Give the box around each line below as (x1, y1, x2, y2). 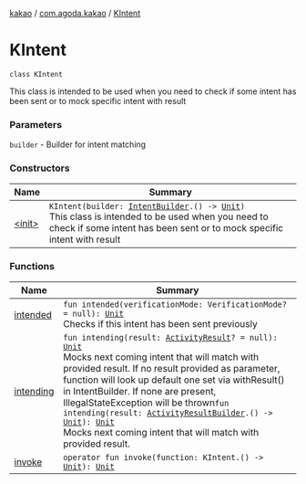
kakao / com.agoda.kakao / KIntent (9, 8, 141, 18)
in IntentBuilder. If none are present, (63, 384, 217, 397)
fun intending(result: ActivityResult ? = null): (63, 332, 278, 342)
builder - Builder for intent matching (9, 139, 147, 150)
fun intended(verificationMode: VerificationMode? (63, 299, 287, 310)
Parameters (9, 118, 62, 131)
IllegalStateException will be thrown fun (63, 396, 229, 409)
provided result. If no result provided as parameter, (63, 362, 280, 374)
